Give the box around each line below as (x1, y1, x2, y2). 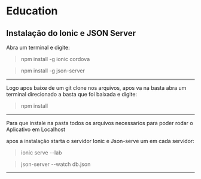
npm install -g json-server (20, 67, 86, 74)
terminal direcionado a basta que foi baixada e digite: (6, 91, 138, 98)
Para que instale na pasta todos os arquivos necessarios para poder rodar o (6, 120, 193, 126)
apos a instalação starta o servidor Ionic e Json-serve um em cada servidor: (6, 138, 194, 144)
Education (6, 4, 58, 18)
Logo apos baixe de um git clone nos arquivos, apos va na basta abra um (6, 84, 187, 91)
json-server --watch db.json (20, 160, 91, 168)
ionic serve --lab (20, 149, 62, 156)
